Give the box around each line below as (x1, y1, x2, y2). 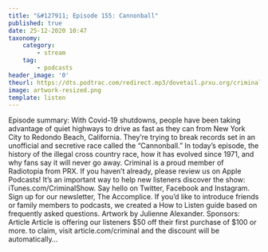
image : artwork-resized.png (8, 86, 102, 94)
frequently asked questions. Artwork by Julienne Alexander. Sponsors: (8, 209, 241, 218)
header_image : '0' (8, 71, 69, 79)
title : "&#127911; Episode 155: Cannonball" (8, 11, 159, 20)
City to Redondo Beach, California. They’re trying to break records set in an (8, 133, 255, 142)
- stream (37, 49, 66, 57)
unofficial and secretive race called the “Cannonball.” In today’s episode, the (8, 141, 259, 150)
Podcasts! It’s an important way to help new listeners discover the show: (8, 175, 246, 185)
